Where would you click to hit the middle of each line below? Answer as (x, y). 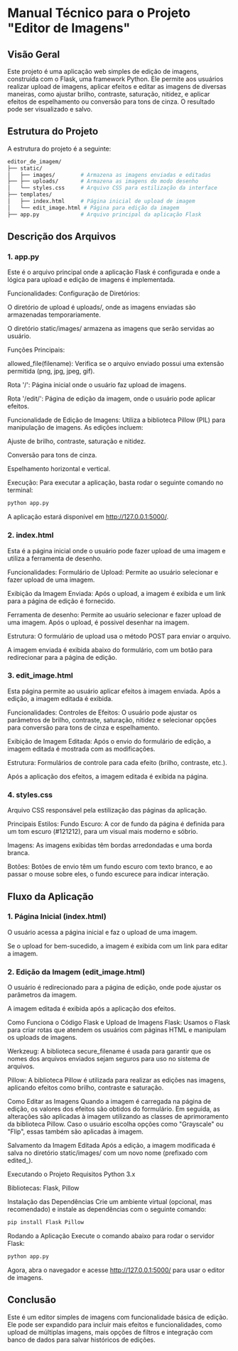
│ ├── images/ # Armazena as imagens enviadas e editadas (109, 175)
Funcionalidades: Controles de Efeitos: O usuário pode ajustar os (102, 712)
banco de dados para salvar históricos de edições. (81, 1340)
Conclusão (32, 1300)
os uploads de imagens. (42, 1038)
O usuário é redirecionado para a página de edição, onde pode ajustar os (114, 987)
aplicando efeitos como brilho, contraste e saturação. (86, 1087)
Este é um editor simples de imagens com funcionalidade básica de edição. (118, 1317)
